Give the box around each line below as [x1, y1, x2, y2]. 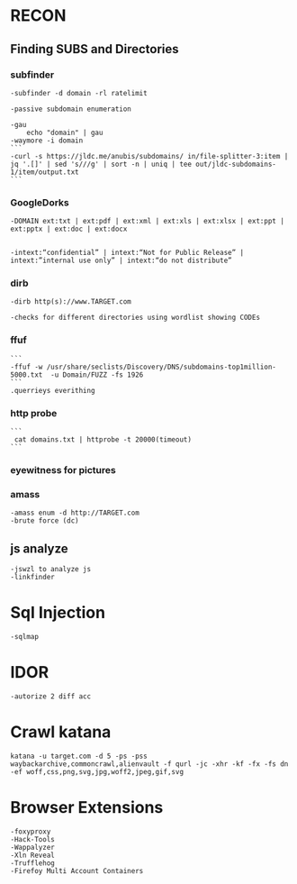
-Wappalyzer [10, 843, 55, 852]
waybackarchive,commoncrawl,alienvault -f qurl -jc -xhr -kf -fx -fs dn [10, 759, 289, 769]
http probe [10, 406, 58, 419]
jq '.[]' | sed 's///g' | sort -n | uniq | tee [10, 159, 193, 169]
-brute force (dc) [10, 516, 79, 525]
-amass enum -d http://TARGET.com [10, 508, 140, 518]
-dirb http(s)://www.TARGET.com [10, 297, 131, 306]
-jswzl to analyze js [10, 565, 92, 574]
